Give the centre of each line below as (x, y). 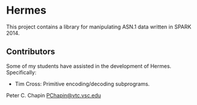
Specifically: (21, 72)
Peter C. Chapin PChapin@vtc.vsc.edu (54, 95)
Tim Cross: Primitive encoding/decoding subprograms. (82, 84)
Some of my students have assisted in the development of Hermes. (89, 66)
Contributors (31, 52)
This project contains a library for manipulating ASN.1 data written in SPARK (99, 27)
